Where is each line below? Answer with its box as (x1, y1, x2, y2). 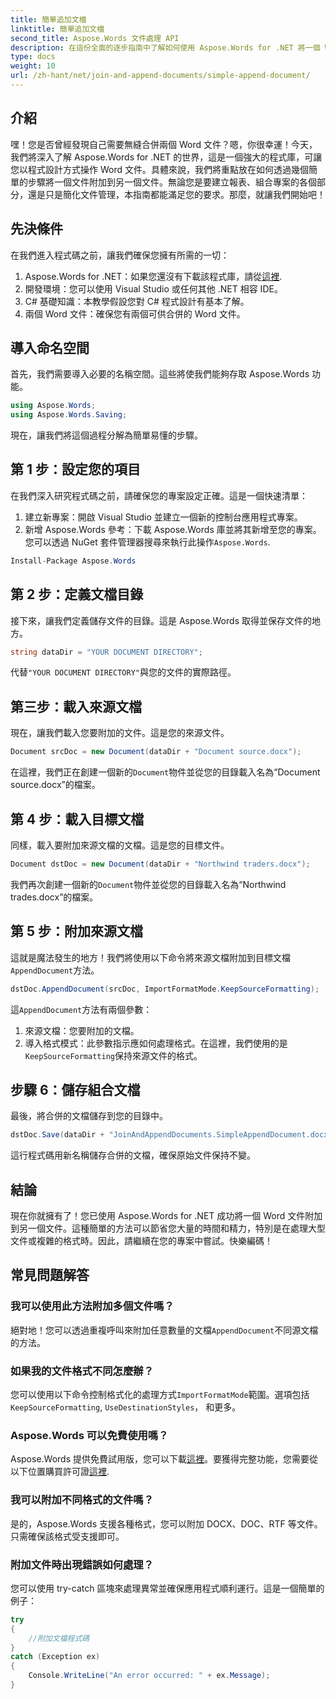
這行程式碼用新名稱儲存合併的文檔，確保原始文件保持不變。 (10, 1149, 256, 1161)
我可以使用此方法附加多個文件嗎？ (10, 1299, 175, 1313)
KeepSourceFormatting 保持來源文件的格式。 (24, 1049, 203, 1061)
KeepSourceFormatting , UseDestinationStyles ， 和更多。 (10, 1401, 242, 1413)
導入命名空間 (10, 339, 90, 356)
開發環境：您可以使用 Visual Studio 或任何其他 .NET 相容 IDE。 (24, 282, 283, 295)
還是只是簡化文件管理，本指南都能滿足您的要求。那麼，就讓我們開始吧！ (27, 188, 326, 200)
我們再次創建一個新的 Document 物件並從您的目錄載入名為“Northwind (10, 878, 287, 890)
